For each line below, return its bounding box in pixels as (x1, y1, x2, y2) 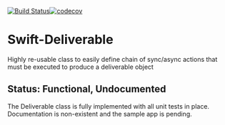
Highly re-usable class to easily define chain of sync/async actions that (7, 55, 218, 63)
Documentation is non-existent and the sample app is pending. (7, 109, 193, 118)
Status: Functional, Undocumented (7, 83, 166, 95)
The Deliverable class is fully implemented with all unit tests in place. (7, 102, 209, 110)
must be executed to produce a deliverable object (7, 62, 154, 71)
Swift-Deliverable (7, 32, 114, 48)
